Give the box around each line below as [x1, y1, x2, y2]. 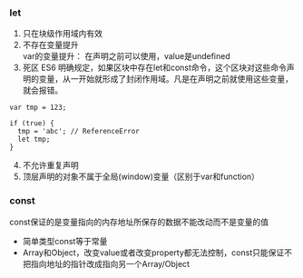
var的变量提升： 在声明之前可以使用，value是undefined [22, 51, 231, 62]
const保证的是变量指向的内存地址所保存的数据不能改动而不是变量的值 [9, 216, 269, 227]
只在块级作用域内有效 [22, 28, 103, 39]
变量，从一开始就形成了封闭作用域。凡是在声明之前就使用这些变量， [38, 74, 293, 84]
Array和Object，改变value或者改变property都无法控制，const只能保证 [22, 247, 285, 258]
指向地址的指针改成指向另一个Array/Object [30, 258, 191, 269]
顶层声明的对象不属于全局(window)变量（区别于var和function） [22, 171, 260, 183]
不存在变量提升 [22, 39, 79, 51]
